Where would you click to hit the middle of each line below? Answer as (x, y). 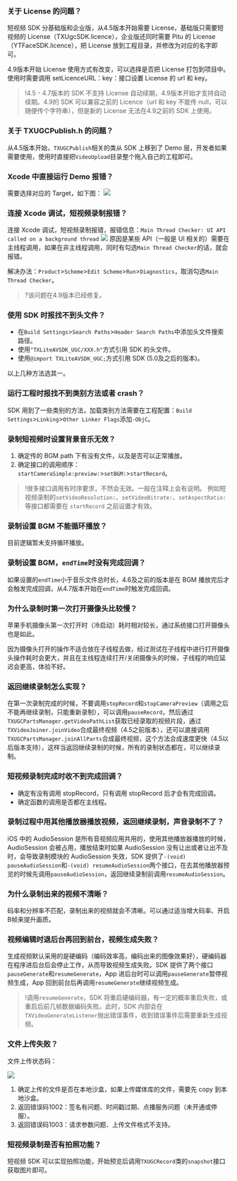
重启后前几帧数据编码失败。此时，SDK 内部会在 (94, 1007)
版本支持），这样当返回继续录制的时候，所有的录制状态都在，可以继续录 (117, 748)
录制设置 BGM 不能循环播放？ (57, 526)
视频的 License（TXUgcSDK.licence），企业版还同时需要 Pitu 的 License (112, 37)
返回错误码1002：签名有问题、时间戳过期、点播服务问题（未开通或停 (117, 1107)
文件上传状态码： (32, 1061)
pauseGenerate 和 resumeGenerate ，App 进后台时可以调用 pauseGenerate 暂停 (115, 974)
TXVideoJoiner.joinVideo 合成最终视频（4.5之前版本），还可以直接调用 (109, 730)
